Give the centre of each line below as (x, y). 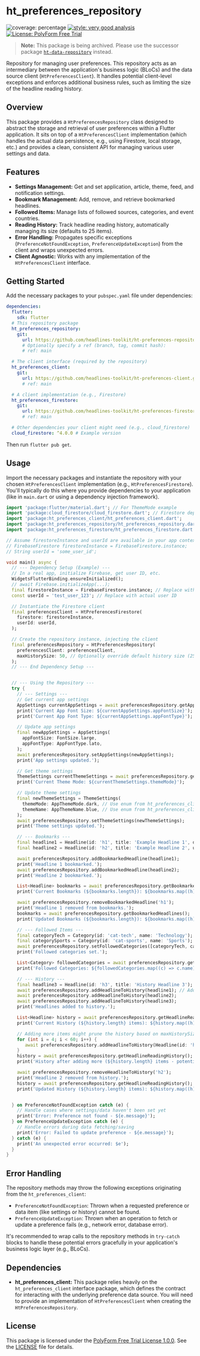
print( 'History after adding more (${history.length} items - (96, 1062)
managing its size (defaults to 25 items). (64, 231)
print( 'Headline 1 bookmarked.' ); (60, 864)
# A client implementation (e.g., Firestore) (69, 395)
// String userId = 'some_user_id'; (51, 552)
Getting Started (35, 281)
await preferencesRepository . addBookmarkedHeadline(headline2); (98, 870)
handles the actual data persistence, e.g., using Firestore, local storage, (94, 141)
